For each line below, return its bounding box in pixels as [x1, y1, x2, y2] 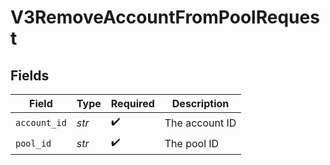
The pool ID [164, 136, 220, 150]
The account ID [164, 116, 237, 130]
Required [110, 97, 155, 110]
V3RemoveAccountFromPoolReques [10, 6, 320, 29]
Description [171, 97, 230, 110]
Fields [10, 67, 50, 84]
